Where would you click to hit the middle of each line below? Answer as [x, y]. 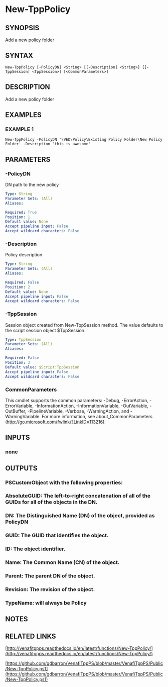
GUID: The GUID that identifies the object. [57, 535]
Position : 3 [18, 363]
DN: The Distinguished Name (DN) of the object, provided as [80, 516]
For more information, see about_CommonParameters [97, 416]
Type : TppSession [23, 339]
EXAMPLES [23, 115]
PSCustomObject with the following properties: [64, 482]
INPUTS [18, 437]
